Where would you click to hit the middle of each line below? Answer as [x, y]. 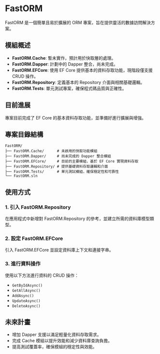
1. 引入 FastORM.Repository [38, 207]
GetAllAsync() [26, 290]
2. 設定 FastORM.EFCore [34, 238]
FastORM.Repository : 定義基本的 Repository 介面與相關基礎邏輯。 [78, 82]
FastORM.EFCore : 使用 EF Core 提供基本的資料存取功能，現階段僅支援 [82, 70]
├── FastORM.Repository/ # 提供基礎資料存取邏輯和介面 [57, 167]
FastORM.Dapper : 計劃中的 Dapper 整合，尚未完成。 [65, 64]
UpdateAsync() [26, 301]
